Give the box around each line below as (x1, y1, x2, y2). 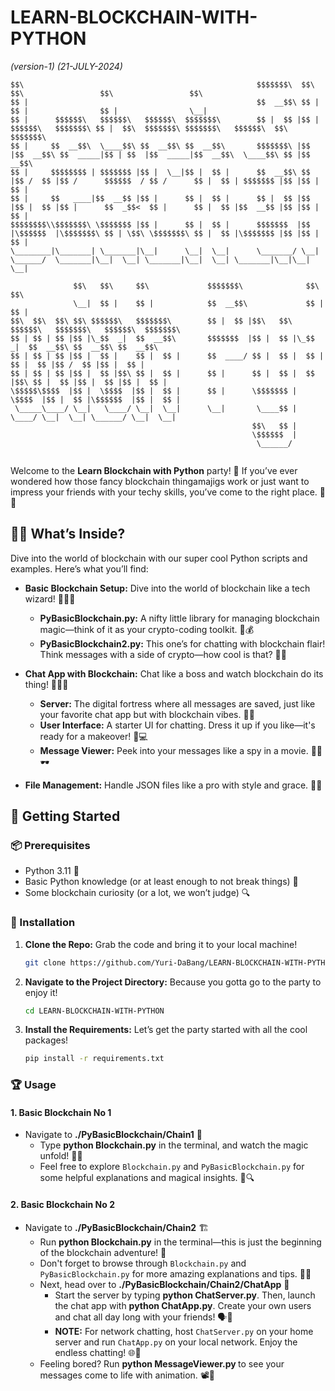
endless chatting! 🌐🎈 (54, 1346, 142, 1358)
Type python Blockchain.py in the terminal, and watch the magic (39, 1139, 309, 1151)
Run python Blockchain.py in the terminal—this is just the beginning (39, 1236, 322, 1248)
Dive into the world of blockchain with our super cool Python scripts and (10, 552, 308, 564)
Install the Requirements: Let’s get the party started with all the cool (24, 1024, 308, 1036)
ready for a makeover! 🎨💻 (39, 730, 148, 742)
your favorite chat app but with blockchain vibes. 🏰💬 (39, 708, 255, 720)
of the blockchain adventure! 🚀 (39, 1246, 167, 1258)
